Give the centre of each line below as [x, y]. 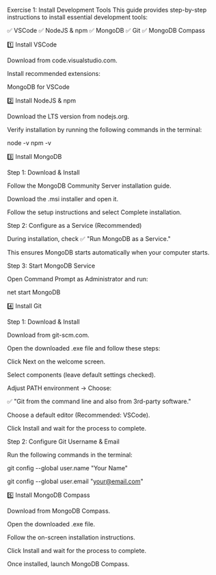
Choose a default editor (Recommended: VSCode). [79, 415]
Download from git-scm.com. [49, 335]
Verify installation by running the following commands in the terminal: [105, 130]
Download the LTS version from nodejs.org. [68, 116]
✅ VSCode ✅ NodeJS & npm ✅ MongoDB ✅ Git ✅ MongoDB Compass [106, 30]
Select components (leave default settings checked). [81, 375]
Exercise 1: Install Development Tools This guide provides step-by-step [107, 10]
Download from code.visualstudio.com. [62, 60]
